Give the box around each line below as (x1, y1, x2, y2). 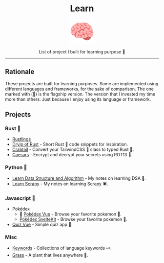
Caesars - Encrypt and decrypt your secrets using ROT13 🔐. (12, 152, 133, 158)
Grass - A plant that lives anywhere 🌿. (12, 252, 88, 258)
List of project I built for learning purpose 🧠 (39, 48, 125, 54)
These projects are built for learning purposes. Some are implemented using (5, 80, 159, 86)
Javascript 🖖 (5, 194, 36, 201)
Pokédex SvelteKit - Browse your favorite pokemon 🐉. (19, 216, 128, 222)
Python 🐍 (5, 164, 27, 171)
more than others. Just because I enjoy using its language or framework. (5, 96, 151, 102)
